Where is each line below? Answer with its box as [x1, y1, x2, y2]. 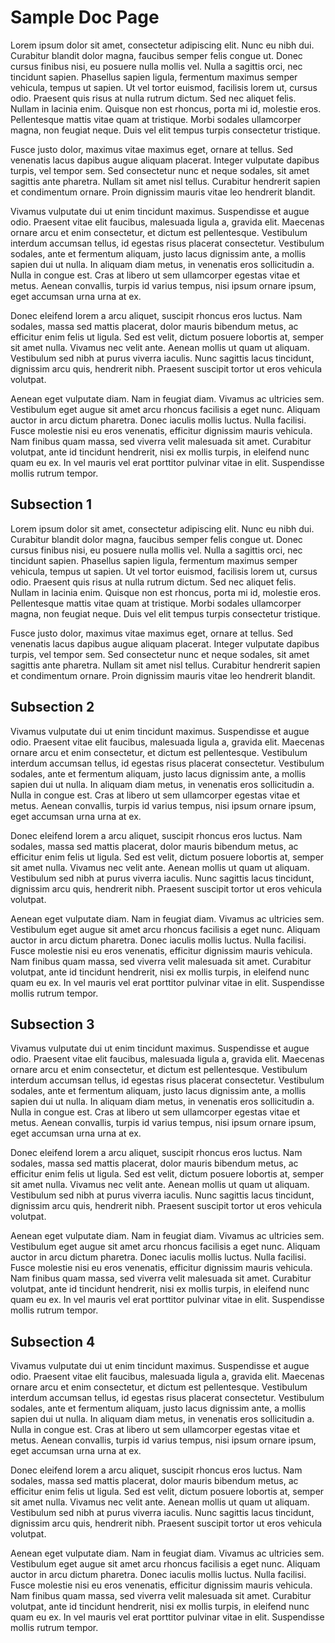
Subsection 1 [10, 496, 93, 513]
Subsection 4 [10, 1333, 96, 1350]
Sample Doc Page [10, 6, 160, 29]
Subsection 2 [10, 699, 95, 716]
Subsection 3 [10, 1016, 95, 1033]
